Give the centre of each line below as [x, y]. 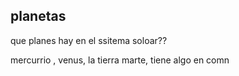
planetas [38, 16]
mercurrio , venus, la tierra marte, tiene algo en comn [120, 60]
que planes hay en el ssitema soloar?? [89, 40]
